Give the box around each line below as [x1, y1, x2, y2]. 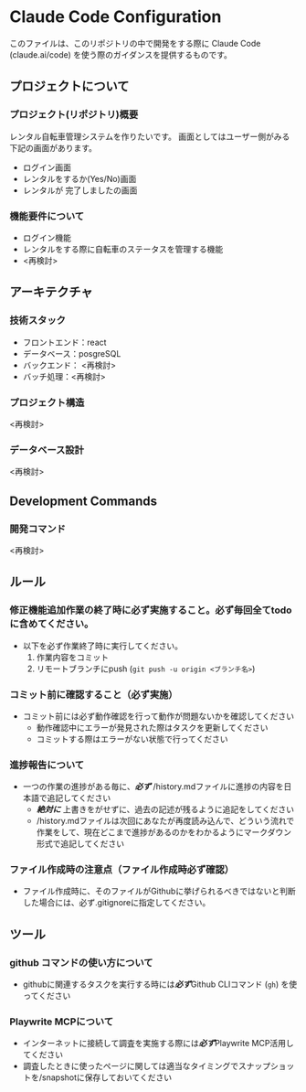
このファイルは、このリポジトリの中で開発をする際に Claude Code [9, 37, 261, 48]
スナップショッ [237, 1061, 295, 1072]
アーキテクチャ [9, 284, 93, 300]
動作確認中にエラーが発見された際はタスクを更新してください [36, 722, 269, 733]
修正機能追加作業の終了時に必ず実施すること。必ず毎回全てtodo [9, 604, 292, 616]
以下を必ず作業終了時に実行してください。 [22, 640, 183, 651]
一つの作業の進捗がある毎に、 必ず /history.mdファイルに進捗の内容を [22, 781, 284, 792]
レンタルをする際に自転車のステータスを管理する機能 [22, 243, 224, 254]
